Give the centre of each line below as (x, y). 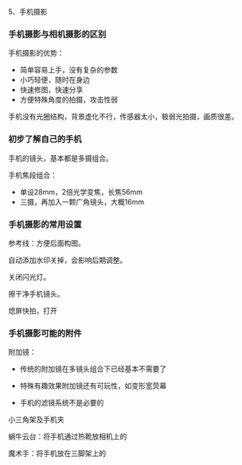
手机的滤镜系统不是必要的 (62, 403)
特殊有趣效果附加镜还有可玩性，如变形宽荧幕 (93, 386)
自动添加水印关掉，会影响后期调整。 (68, 260)
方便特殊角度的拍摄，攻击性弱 (68, 100)
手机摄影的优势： (36, 53)
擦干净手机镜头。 (36, 293)
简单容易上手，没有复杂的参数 (68, 70)
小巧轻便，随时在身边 (55, 80)
